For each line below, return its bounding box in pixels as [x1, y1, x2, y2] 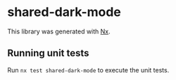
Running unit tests [7, 47, 89, 59]
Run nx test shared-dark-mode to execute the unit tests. [7, 65, 170, 74]
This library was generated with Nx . [7, 27, 111, 35]
